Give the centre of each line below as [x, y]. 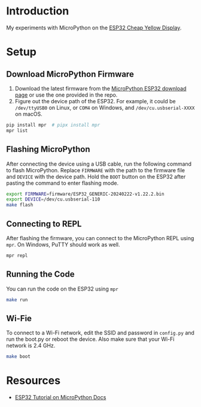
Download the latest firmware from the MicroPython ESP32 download [100, 88]
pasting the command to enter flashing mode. [62, 183]
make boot [19, 357]
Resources [33, 381]
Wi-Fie [19, 318]
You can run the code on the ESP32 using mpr [62, 289]
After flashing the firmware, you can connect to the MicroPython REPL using [100, 238]
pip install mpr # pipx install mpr [53, 125]
